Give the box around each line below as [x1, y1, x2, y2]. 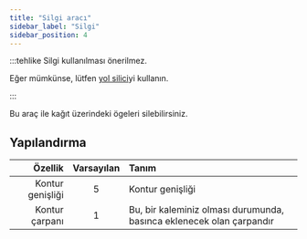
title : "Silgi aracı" [9, 13, 92, 23]
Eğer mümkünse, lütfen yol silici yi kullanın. [9, 73, 169, 84]
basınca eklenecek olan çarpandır [128, 215, 274, 228]
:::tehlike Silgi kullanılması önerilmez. [9, 56, 148, 67]
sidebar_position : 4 [9, 30, 89, 39]
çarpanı [30, 215, 64, 228]
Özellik [33, 161, 64, 174]
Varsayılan [72, 161, 121, 174]
